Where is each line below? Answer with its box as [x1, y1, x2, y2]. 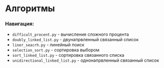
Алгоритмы [5, 3, 55, 14]
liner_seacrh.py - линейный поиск [12, 42, 84, 48]
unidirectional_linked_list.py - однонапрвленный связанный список [12, 57, 160, 64]
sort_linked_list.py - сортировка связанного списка [12, 52, 124, 58]
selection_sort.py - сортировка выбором [12, 47, 100, 53]
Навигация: [5, 21, 34, 27]
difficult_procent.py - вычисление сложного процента [12, 31, 129, 37]
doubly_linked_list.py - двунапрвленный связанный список [12, 37, 139, 43]
